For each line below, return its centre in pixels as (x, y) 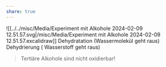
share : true (21, 11)
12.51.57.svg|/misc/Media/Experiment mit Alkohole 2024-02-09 (83, 34)
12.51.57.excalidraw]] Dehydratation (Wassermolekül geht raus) (83, 41)
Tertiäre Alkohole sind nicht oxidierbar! (68, 58)
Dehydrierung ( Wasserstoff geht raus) (53, 47)
